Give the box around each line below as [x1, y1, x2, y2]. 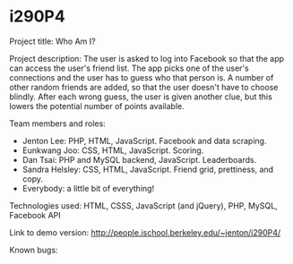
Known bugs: [9, 244, 58, 255]
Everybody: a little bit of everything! [22, 183, 155, 193]
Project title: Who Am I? [9, 36, 96, 47]
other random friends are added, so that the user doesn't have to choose [9, 81, 279, 92]
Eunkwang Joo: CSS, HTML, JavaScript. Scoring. [22, 145, 204, 156]
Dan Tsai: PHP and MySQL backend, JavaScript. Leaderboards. [22, 154, 257, 165]
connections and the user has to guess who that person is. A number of [9, 72, 274, 82]
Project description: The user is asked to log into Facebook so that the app [9, 53, 285, 64]
